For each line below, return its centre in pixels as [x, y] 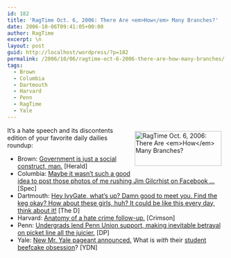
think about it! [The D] [49, 210]
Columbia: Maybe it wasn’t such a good [74, 173]
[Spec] [27, 188]
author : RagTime [31, 33]
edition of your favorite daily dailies [57, 138]
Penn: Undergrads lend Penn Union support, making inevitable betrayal [119, 225]
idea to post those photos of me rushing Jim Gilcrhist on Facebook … [116, 181]
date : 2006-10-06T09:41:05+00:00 [55, 26]
